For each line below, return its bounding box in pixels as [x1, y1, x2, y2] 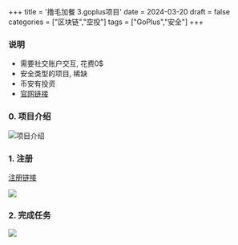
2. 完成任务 [8, 210, 51, 221]
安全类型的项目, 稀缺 [19, 69, 88, 79]
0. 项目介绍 [8, 111, 51, 122]
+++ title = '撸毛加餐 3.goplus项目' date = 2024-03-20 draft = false [8, 7, 231, 16]
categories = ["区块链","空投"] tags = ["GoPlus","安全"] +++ [8, 17, 204, 27]
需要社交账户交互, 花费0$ [19, 59, 104, 68]
